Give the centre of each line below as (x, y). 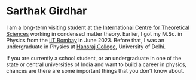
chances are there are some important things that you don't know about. (95, 70)
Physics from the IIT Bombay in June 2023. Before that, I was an (85, 40)
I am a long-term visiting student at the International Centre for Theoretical (98, 27)
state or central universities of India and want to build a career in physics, (97, 64)
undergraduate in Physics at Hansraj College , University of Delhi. (86, 47)
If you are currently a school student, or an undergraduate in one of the (94, 58)
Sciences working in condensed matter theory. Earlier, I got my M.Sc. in (94, 33)
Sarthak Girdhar (47, 11)
